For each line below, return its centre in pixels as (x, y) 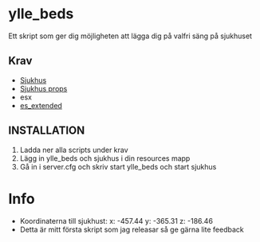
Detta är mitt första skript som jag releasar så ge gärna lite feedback (132, 229)
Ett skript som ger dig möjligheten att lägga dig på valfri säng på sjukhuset (130, 36)
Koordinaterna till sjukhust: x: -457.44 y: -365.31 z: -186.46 (116, 221)
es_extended (41, 105)
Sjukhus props (43, 88)
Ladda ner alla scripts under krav (74, 150)
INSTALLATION (47, 131)
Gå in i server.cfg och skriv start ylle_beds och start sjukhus (118, 166)
